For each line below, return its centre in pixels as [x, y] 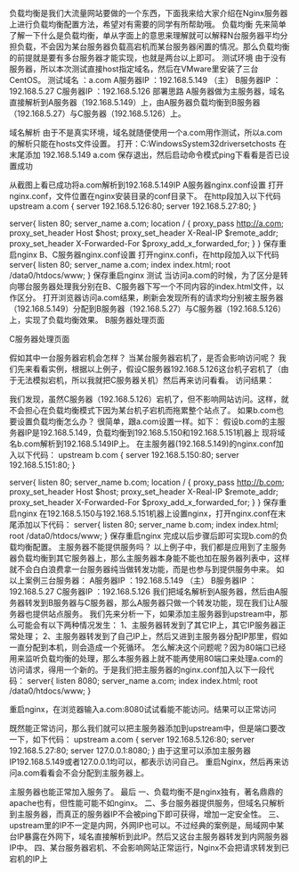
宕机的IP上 [28, 859]
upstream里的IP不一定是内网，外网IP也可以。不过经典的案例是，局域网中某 [147, 825]
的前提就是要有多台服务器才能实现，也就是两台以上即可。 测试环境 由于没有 [148, 58]
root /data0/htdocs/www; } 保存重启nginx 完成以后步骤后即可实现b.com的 [145, 536]
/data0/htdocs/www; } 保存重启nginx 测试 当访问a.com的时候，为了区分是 [145, 275]
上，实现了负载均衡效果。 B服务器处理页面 [87, 320]
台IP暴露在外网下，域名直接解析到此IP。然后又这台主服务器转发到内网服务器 [149, 836]
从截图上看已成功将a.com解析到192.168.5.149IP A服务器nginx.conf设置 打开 [147, 185]
